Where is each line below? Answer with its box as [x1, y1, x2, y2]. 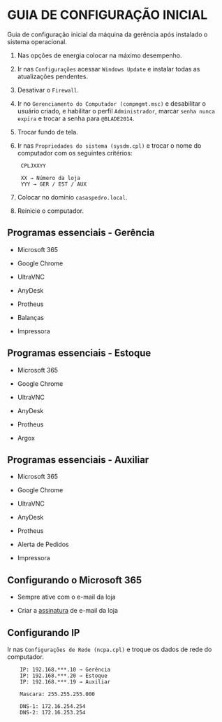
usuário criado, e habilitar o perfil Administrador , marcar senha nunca [17, 106, 215, 115]
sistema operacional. [7, 37, 68, 46]
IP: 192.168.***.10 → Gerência [20, 666, 111, 673]
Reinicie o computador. [17, 207, 84, 215]
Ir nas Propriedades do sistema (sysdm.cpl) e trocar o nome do [17, 141, 202, 150]
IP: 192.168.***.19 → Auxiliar [20, 679, 111, 686]
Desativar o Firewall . [17, 85, 79, 94]
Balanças [17, 313, 44, 321]
